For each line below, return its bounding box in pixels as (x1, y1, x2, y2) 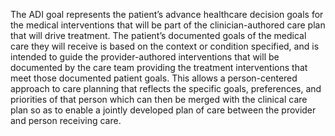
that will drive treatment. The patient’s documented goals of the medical (10, 30, 307, 41)
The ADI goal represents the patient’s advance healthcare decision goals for (10, 9, 324, 20)
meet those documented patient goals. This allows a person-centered (10, 72, 298, 84)
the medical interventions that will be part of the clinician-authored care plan (10, 19, 326, 31)
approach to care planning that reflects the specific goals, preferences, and (10, 83, 322, 94)
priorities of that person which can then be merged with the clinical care (10, 94, 308, 105)
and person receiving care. (10, 115, 122, 126)
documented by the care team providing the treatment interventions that (10, 62, 308, 73)
